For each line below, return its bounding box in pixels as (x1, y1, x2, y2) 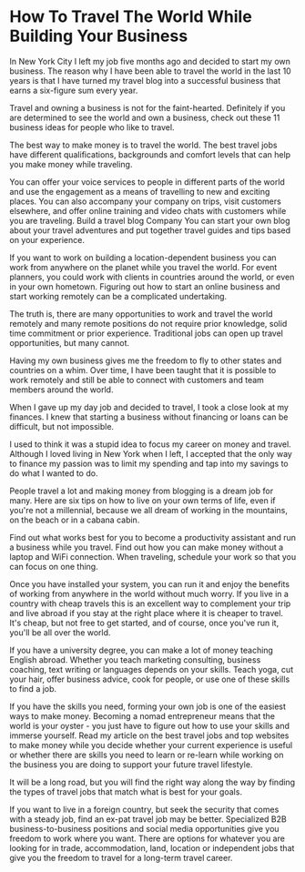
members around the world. (9, 384, 114, 395)
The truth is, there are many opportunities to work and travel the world (9, 308, 273, 319)
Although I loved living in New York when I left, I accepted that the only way (9, 448, 293, 459)
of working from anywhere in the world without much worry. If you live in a (9, 588, 290, 599)
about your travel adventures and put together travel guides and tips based (9, 225, 291, 236)
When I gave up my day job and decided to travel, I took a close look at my (9, 401, 290, 412)
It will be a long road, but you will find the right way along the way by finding (9, 776, 296, 787)
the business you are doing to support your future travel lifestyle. (9, 758, 253, 770)
